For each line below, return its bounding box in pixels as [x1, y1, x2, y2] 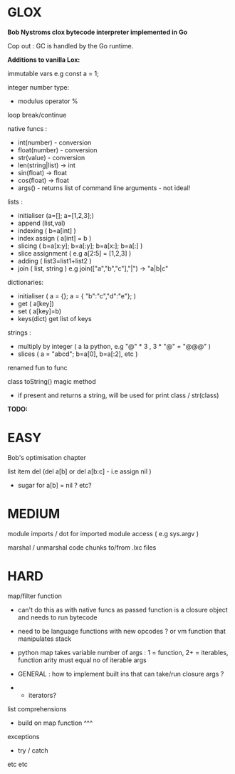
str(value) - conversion [17, 153, 85, 162]
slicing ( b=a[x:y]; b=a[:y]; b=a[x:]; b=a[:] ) [17, 241, 143, 250]
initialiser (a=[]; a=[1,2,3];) [17, 211, 95, 219]
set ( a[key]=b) [17, 307, 62, 315]
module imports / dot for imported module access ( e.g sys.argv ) [7, 529, 199, 538]
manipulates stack [17, 634, 72, 643]
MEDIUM [7, 506, 61, 522]
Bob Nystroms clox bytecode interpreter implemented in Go [7, 28, 187, 36]
